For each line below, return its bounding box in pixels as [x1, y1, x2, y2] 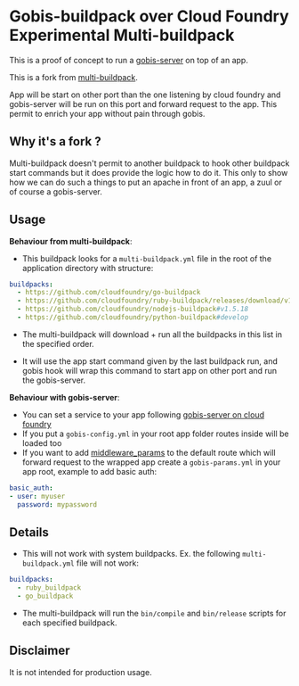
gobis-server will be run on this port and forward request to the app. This [9, 98, 278, 109]
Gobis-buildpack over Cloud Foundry [9, 6, 289, 27]
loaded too [21, 437, 62, 448]
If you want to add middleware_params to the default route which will [21, 447, 276, 458]
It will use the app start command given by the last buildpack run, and [21, 355, 279, 367]
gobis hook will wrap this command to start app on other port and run [21, 365, 278, 376]
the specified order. [21, 338, 95, 349]
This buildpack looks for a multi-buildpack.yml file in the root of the [21, 252, 272, 264]
